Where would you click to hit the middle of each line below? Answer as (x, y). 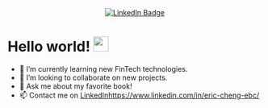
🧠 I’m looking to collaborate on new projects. (93, 77)
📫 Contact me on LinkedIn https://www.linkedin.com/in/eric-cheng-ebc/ (139, 95)
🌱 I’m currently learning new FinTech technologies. (103, 69)
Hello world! (49, 47)
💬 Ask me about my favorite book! (75, 86)
